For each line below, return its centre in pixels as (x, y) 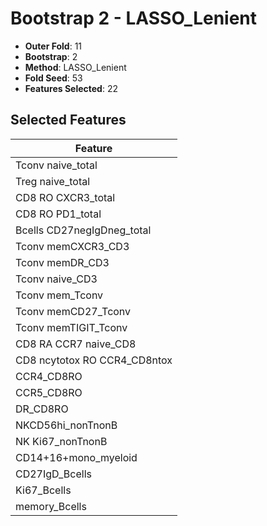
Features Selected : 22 (71, 88)
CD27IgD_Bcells (53, 474)
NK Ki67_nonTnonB (61, 441)
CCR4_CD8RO (49, 376)
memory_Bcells (51, 506)
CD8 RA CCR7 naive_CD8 (76, 344)
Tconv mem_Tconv (59, 295)
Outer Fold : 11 (53, 46)
